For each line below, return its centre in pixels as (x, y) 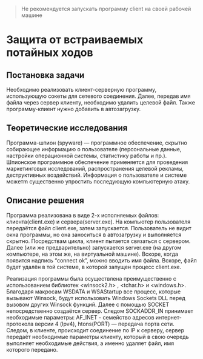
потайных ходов (50, 53)
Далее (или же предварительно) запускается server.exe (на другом (94, 247)
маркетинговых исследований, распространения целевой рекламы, (95, 168)
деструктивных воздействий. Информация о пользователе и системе (97, 175)
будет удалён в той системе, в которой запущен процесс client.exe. (94, 267)
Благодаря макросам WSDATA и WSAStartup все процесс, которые (94, 292)
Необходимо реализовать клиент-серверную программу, (82, 90)
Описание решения (45, 201)
